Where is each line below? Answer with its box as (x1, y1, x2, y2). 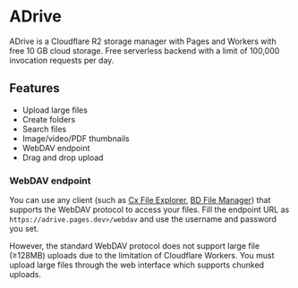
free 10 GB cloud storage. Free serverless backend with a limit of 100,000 (9, 45, 280, 55)
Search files (21, 123, 67, 134)
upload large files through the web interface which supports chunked (9, 259, 265, 270)
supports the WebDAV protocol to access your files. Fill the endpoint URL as (9, 204, 290, 216)
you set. (9, 224, 39, 234)
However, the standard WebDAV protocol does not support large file (9, 241, 260, 251)
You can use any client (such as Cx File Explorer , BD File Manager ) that (9, 195, 271, 206)
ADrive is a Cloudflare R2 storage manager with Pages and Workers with (9, 36, 277, 47)
